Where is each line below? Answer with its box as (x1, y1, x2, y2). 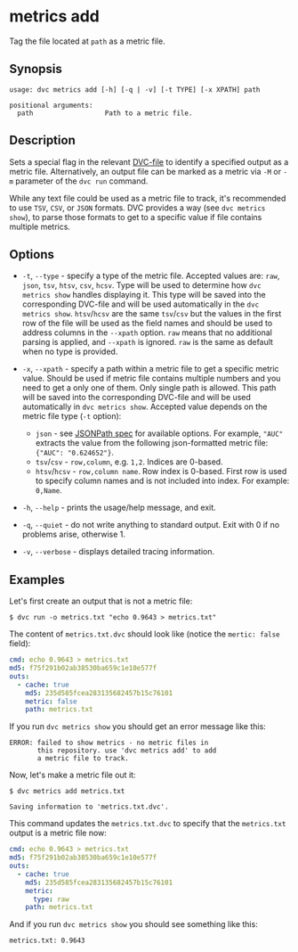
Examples (9, 572, 65, 587)
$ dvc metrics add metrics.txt (9, 787, 125, 796)
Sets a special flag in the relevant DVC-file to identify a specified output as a (9, 156, 289, 167)
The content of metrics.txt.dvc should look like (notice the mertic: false (9, 628, 280, 639)
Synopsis (9, 62, 62, 77)
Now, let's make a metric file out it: (9, 769, 136, 781)
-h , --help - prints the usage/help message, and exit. (21, 502, 216, 513)
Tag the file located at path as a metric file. (9, 36, 166, 46)
